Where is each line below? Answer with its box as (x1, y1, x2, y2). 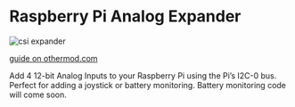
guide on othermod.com (9, 53, 98, 63)
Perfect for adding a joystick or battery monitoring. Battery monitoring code (9, 79, 287, 90)
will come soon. (9, 89, 67, 100)
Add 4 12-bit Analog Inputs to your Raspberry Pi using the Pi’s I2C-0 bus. (9, 70, 277, 81)
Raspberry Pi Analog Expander (9, 6, 242, 27)
